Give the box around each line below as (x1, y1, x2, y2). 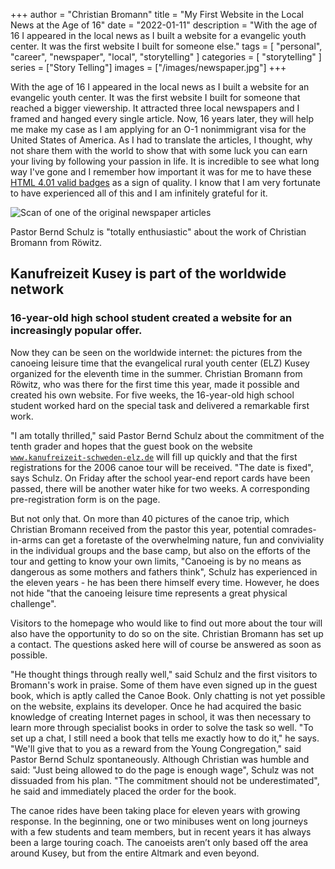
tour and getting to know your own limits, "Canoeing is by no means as (10, 555, 302, 567)
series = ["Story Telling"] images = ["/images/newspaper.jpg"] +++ (10, 62, 287, 73)
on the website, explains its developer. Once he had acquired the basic (10, 700, 302, 712)
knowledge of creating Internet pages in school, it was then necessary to (10, 710, 312, 723)
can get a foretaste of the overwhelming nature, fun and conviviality (44, 534, 325, 546)
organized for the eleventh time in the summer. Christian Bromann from (10, 367, 303, 379)
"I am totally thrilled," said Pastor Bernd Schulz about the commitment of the (10, 429, 325, 441)
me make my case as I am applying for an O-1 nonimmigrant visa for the (10, 124, 307, 135)
